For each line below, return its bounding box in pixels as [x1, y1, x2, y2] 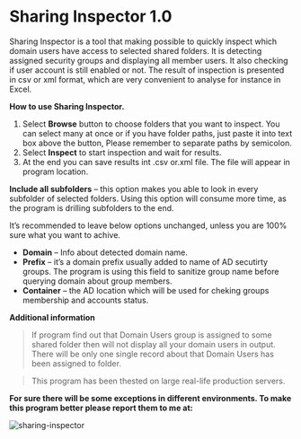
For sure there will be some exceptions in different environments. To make [9, 392, 292, 403]
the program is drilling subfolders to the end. [9, 202, 174, 213]
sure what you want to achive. [9, 229, 121, 240]
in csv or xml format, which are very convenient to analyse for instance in [9, 74, 281, 84]
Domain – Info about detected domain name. [22, 247, 189, 258]
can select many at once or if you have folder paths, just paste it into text [22, 127, 293, 138]
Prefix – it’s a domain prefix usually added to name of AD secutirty [22, 256, 268, 267]
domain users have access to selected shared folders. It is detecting [9, 45, 262, 56]
